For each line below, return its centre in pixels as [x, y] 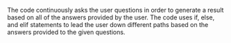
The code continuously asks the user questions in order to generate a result [115, 10]
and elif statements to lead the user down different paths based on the [108, 25]
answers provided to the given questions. [66, 32]
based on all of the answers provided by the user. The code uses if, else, [111, 17]
